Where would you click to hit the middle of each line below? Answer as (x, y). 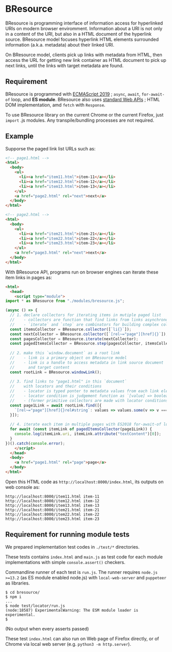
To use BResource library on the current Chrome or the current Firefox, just (84, 115)
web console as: (23, 487)
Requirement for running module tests (67, 535)
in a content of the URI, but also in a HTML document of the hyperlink (79, 34)
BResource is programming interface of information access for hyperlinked (84, 23)
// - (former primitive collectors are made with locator (77, 400)
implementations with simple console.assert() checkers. (65, 562)
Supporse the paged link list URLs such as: (50, 148)
